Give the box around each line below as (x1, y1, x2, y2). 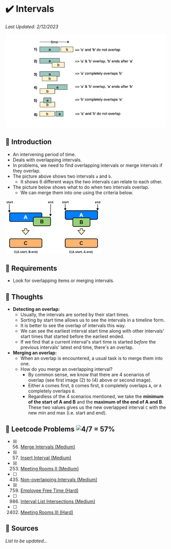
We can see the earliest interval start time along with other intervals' (20, 328, 165, 334)
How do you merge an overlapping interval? (20, 366, 113, 372)
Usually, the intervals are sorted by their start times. (20, 312, 130, 318)
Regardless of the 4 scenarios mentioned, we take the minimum (28, 393, 164, 400)
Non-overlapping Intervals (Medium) (20, 477, 98, 483)
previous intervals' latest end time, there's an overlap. (20, 344, 134, 351)
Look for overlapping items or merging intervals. (12, 277, 115, 284)
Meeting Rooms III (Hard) (20, 509, 73, 516)
